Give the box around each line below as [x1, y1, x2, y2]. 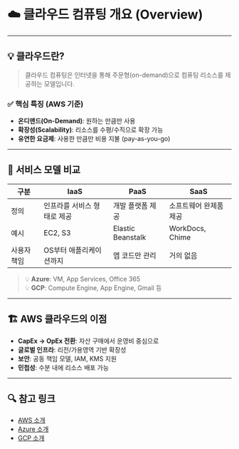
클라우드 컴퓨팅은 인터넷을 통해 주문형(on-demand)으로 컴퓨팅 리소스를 [24, 71, 224, 79]
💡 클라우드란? [7, 51, 65, 63]
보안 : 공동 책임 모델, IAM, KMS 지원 [17, 354, 117, 363]
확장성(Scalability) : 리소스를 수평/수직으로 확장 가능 [17, 125, 164, 134]
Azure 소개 [17, 425, 49, 433]
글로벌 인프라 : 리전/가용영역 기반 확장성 [17, 345, 127, 353]
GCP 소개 [17, 434, 45, 443]
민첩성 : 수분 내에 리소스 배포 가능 [17, 363, 109, 371]
